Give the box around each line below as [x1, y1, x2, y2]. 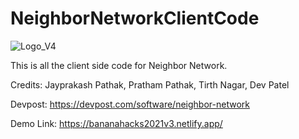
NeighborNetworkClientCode [10, 7, 260, 30]
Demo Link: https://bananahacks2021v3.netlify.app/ [10, 117, 223, 129]
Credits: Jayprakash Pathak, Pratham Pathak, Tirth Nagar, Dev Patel [10, 78, 290, 91]
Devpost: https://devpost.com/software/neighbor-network [10, 98, 250, 110]
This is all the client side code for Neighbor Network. [10, 59, 228, 71]
